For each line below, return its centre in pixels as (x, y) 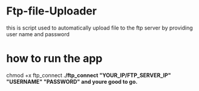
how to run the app (54, 59)
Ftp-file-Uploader (51, 11)
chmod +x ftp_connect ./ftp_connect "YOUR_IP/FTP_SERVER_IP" (89, 75)
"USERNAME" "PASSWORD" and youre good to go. (72, 81)
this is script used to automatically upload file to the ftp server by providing (100, 28)
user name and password (38, 34)
